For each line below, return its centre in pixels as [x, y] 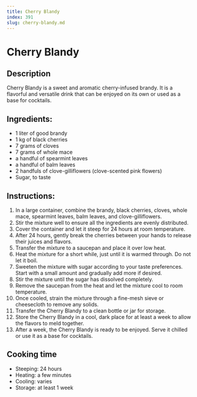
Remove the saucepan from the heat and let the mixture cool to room [99, 285]
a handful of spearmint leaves [51, 159]
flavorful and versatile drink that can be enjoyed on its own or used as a [94, 94]
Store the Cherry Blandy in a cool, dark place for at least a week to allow [103, 317]
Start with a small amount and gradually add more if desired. [88, 273]
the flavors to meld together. [50, 323]
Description [29, 74]
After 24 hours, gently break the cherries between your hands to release [103, 235]
